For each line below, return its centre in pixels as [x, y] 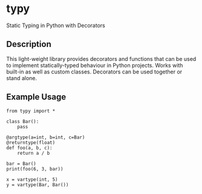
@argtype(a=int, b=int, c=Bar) [46, 137]
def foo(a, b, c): [29, 148]
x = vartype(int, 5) [32, 180]
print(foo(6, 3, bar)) [35, 169]
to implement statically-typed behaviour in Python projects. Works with [95, 65]
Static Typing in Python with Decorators [56, 25]
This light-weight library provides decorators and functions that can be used [101, 58]
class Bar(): [23, 121]
